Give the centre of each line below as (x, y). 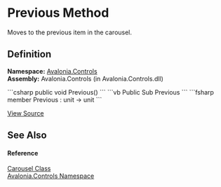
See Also (27, 136)
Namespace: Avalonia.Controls (52, 71)
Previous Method (58, 13)
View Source (26, 113)
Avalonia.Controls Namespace (51, 176)
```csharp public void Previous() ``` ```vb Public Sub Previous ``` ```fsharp (110, 92)
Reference (23, 153)
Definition (29, 54)
